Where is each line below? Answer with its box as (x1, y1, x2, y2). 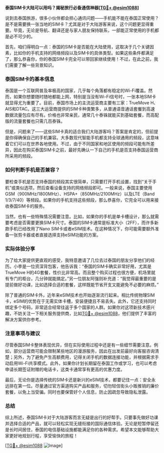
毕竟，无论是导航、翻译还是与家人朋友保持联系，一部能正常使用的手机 (13, 27, 155, 33)
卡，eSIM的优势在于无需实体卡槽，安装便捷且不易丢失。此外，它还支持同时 (5, 298, 157, 304)
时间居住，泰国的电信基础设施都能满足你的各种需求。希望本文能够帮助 (13, 427, 155, 432)
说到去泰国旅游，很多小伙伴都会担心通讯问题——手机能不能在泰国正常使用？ (5, 15, 159, 21)
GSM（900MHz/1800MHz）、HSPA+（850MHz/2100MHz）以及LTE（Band (5, 191, 155, 197)
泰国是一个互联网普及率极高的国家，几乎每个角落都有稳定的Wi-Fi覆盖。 (5, 88, 149, 93)
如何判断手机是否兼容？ (5, 166, 60, 173)
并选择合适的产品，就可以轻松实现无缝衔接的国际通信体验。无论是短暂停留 (5, 421, 155, 427)
